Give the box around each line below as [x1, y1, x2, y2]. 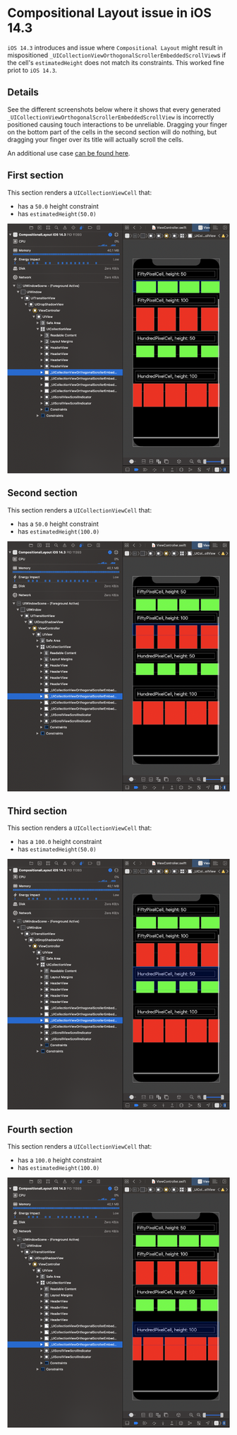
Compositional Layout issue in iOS [7, 5, 212, 21]
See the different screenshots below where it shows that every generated [7, 105, 221, 114]
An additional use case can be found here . [7, 148, 130, 157]
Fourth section [7, 1123, 73, 1135]
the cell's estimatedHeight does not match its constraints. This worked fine [7, 58, 224, 66]
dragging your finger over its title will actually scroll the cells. [7, 135, 184, 143]
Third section [7, 804, 67, 817]
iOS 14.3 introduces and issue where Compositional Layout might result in [7, 43, 224, 52]
